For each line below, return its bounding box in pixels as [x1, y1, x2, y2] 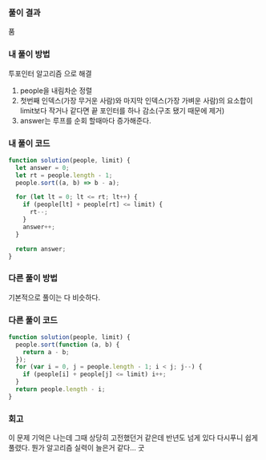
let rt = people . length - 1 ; [15, 171, 113, 180]
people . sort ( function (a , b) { [15, 341, 120, 349]
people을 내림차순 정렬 [19, 86, 93, 95]
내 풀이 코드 [8, 138, 50, 149]
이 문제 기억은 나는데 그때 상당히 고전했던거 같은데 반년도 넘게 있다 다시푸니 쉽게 [8, 433, 259, 442]
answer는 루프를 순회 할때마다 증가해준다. [19, 115, 151, 125]
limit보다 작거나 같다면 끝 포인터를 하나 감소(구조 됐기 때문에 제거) [19, 106, 225, 115]
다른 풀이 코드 [8, 314, 58, 325]
